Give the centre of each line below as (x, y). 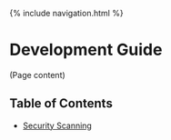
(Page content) (37, 75)
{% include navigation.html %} (67, 13)
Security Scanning (57, 125)
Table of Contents (61, 104)
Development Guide (86, 50)
